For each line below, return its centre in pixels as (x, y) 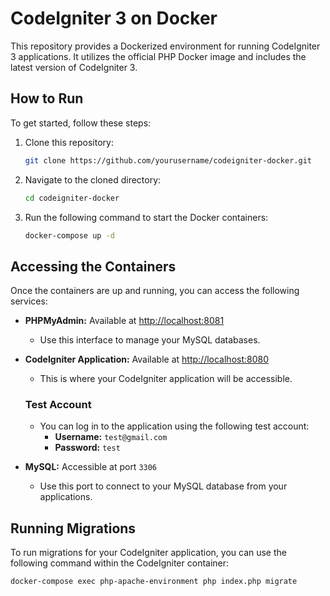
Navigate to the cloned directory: (93, 179)
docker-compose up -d (69, 235)
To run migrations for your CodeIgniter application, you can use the (148, 553)
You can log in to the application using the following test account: (174, 426)
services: (29, 301)
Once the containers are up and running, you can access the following (155, 291)
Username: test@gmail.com (111, 437)
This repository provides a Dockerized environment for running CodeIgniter (165, 46)
